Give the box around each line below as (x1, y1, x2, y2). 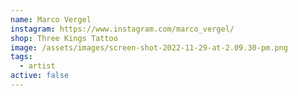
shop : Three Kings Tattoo (10, 33, 118, 43)
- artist (19, 61, 56, 71)
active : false (10, 71, 70, 81)
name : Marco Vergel (10, 14, 92, 25)
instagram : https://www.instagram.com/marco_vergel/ (10, 24, 235, 34)
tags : (10, 52, 33, 62)
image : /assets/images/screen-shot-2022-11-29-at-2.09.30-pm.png (10, 42, 288, 53)
